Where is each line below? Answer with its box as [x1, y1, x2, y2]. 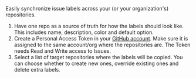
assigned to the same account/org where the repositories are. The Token [13, 41, 191, 48]
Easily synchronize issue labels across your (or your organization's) [5, 5, 169, 12]
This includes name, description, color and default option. [13, 29, 154, 36]
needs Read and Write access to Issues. [13, 48, 111, 55]
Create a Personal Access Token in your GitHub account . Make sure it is [13, 35, 188, 42]
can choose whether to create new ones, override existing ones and [13, 60, 179, 67]
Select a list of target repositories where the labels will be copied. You [13, 54, 183, 60]
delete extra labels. [13, 66, 60, 73]
